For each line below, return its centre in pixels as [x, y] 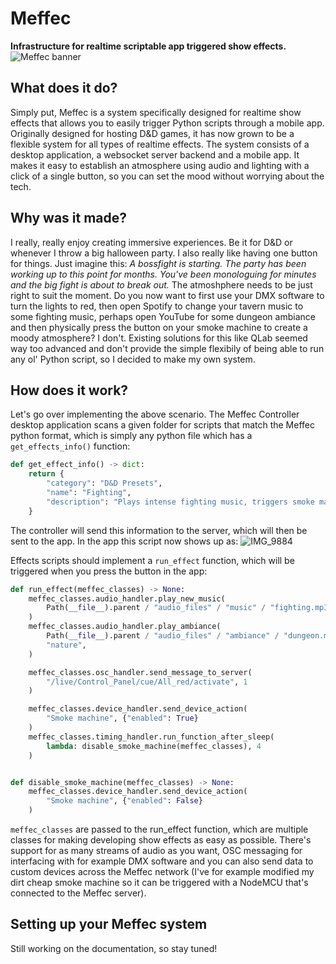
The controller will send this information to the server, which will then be [159, 530]
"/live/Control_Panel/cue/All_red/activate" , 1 [147, 682]
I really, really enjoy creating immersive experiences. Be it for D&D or [151, 242]
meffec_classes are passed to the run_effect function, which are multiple [159, 829]
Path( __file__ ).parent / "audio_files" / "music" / [156, 608]
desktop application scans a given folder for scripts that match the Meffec [162, 425]
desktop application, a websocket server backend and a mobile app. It [155, 154]
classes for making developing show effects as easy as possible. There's [161, 840]
